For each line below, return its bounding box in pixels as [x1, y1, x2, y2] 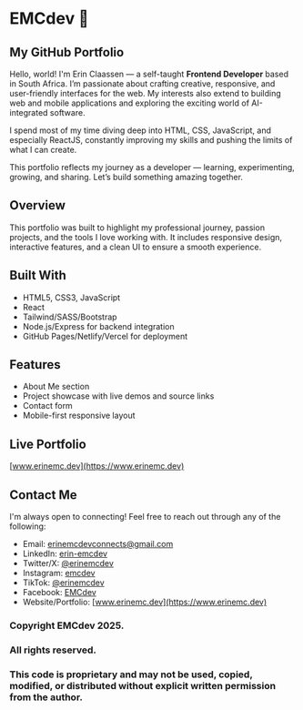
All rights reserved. [9, 644, 97, 656]
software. [49, 107, 86, 117]
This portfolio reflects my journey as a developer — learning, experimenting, [9, 162, 296, 172]
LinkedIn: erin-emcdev [22, 548, 107, 559]
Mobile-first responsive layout [22, 410, 136, 421]
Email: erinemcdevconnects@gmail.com [22, 539, 174, 550]
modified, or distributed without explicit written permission [9, 679, 276, 692]
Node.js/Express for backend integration [22, 320, 175, 331]
